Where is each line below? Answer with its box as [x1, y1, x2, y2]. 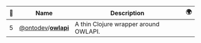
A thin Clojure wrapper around [74, 20, 160, 28]
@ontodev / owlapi [19, 24, 69, 32]
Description [110, 9, 145, 17]
